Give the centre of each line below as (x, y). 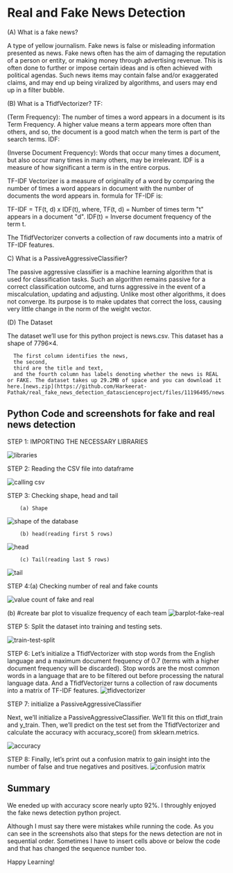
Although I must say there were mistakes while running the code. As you (110, 826)
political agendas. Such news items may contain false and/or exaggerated (113, 75)
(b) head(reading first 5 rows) (66, 534)
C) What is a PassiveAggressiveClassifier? (68, 258)
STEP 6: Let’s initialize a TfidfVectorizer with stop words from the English (111, 653)
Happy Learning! (31, 862)
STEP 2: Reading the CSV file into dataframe (70, 469)
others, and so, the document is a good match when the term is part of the (114, 132)
